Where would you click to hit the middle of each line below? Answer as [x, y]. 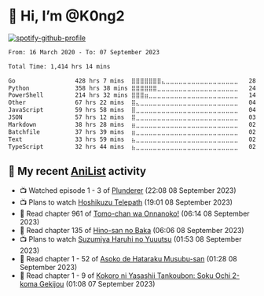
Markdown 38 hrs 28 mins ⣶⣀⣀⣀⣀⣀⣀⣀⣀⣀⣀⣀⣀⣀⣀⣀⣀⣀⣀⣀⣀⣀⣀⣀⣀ [123, 124]
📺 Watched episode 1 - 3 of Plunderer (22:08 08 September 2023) [128, 191]
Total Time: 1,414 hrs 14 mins [59, 66]
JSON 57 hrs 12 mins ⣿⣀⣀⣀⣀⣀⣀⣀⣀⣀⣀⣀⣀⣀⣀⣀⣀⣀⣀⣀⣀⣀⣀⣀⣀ [123, 117]
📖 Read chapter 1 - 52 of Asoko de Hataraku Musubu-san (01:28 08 [128, 259]
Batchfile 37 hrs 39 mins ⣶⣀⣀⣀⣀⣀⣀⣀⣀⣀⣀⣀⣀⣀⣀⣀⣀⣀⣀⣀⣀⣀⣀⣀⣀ [123, 132]
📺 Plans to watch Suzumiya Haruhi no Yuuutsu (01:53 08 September [130, 239]
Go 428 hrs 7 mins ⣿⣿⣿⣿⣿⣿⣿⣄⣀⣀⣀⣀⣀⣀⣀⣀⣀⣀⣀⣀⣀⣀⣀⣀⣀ [123, 81]
